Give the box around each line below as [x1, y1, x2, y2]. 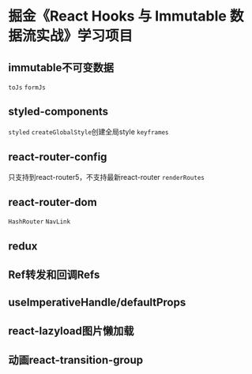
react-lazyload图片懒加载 [8, 324, 134, 338]
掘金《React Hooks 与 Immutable [8, 7, 228, 25]
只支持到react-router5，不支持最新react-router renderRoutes [8, 172, 205, 181]
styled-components [8, 105, 109, 118]
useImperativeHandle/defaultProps [8, 295, 186, 309]
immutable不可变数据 [8, 61, 115, 74]
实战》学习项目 [36, 27, 134, 45]
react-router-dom [8, 196, 97, 209]
